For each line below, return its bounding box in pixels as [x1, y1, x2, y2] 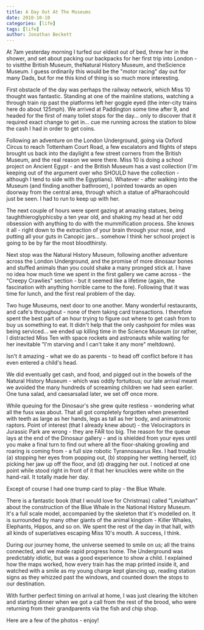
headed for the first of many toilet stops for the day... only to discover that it [6, 112, 196, 120]
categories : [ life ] [6, 20, 56, 26]
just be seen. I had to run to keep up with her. [6, 195, 120, 202]
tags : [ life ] [6, 26, 40, 32]
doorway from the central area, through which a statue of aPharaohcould [6, 188, 190, 196]
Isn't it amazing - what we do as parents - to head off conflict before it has [6, 353, 193, 360]
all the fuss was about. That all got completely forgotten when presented [6, 409, 189, 416]
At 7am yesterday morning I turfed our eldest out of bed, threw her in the [6, 48, 189, 55]
